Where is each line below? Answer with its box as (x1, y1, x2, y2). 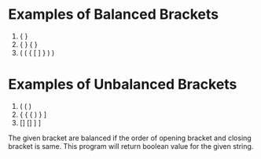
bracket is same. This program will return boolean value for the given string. (8, 141, 254, 150)
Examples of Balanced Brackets (8, 5, 219, 23)
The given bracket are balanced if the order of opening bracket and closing (8, 133, 252, 143)
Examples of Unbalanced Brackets (8, 76, 237, 93)
